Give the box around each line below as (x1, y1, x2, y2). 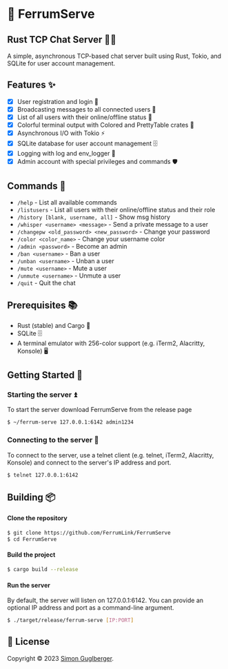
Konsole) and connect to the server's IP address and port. (7, 458, 172, 466)
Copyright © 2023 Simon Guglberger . (7, 654, 114, 662)
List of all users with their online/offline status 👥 (17, 113, 153, 121)
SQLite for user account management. (7, 59, 116, 68)
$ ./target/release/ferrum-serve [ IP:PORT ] (7, 617, 134, 624)
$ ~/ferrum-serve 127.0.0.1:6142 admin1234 (7, 419, 134, 426)
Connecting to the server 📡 (7, 435, 99, 445)
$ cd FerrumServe (7, 535, 57, 543)
